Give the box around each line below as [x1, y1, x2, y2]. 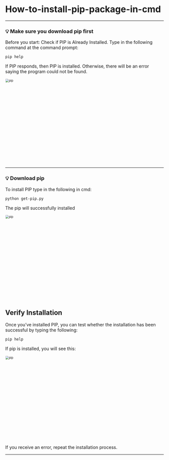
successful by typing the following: [5, 327, 78, 333]
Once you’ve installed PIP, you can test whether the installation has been [5, 322, 156, 328]
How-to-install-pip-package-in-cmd [5, 4, 161, 15]
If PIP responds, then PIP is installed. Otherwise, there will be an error [5, 63, 149, 69]
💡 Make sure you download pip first [5, 28, 94, 35]
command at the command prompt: [5, 44, 78, 51]
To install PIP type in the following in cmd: [5, 186, 92, 192]
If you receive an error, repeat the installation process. [5, 444, 118, 450]
